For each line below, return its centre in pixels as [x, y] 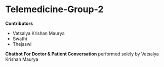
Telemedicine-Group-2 [54, 9]
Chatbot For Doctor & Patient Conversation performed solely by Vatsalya [82, 54]
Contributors [19, 23]
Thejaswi [22, 44]
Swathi [20, 39]
